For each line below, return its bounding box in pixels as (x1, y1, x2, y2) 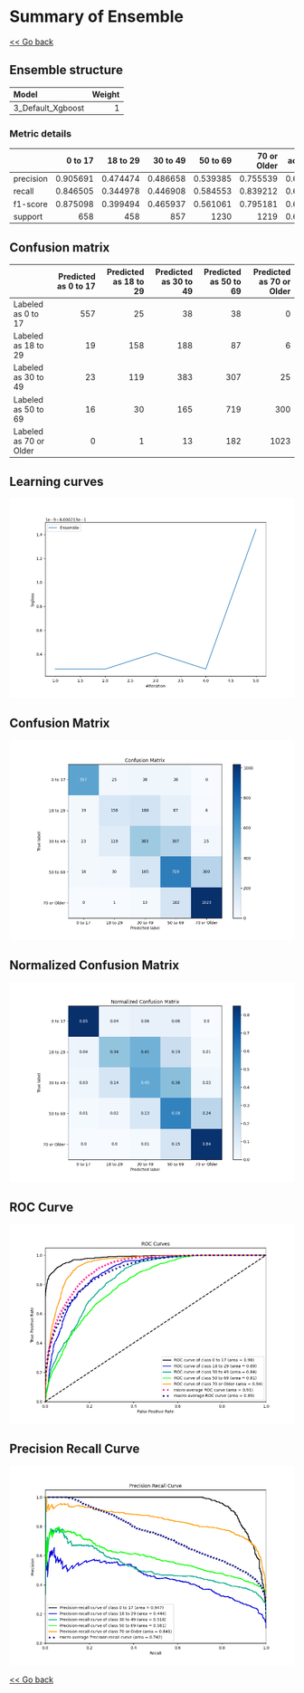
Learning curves (9, 473, 104, 490)
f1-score (13, 198, 48, 209)
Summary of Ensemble (9, 6, 184, 27)
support (13, 211, 43, 222)
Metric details (9, 127, 72, 139)
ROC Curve (9, 1199, 74, 1214)
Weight (91, 89, 120, 100)
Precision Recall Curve (9, 1441, 140, 1457)
